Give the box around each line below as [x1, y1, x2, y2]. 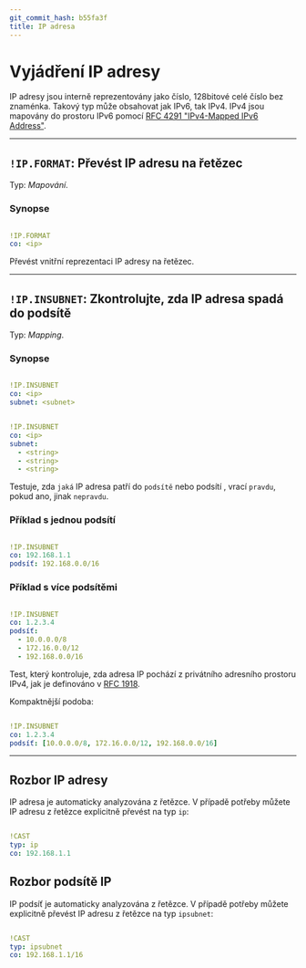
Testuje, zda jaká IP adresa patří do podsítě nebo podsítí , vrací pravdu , [9, 481, 276, 493]
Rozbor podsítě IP [9, 874, 112, 890]
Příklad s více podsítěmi [9, 581, 118, 594]
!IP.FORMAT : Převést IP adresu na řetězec [9, 155, 243, 171]
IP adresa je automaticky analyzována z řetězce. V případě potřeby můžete [9, 796, 291, 807]
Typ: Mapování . [9, 180, 68, 191]
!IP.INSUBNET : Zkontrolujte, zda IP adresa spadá [9, 291, 284, 307]
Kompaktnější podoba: [9, 695, 94, 707]
